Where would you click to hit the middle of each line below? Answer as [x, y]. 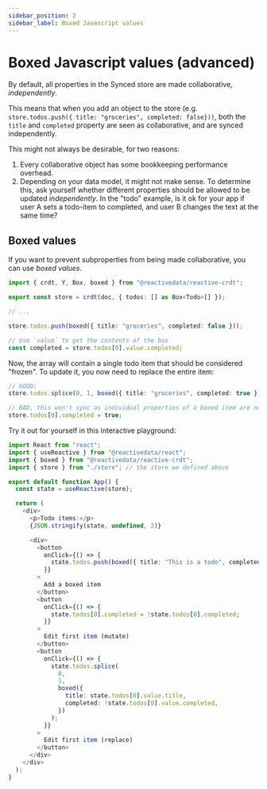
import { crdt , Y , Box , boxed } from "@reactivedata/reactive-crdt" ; [126, 283]
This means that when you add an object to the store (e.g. [103, 108]
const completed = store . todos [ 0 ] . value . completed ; [95, 347]
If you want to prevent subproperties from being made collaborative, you [127, 260]
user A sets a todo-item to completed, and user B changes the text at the [139, 207]
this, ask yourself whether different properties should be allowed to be [135, 190]
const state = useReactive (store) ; [74, 489]
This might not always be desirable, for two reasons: [94, 149]
